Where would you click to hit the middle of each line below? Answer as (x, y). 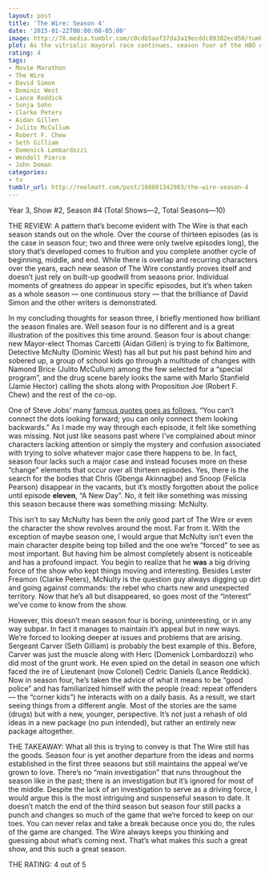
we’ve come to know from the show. (68, 604)
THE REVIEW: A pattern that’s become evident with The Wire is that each (128, 225)
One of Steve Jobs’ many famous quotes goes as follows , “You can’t (121, 410)
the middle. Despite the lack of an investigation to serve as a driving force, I (133, 789)
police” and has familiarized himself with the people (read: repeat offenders (133, 688)
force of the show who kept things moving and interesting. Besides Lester (130, 570)
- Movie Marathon (37, 68)
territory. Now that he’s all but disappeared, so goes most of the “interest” (130, 596)
